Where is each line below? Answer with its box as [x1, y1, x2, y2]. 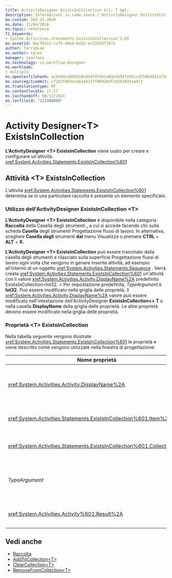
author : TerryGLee [5, 46, 45, 51]
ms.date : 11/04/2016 [5, 22, 50, 27]
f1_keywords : [5, 31, 33, 36]
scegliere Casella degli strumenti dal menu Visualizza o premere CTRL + [5, 234, 159, 240]
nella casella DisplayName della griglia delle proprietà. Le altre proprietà [5, 303, 158, 309]
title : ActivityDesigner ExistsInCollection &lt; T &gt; [5, 7, 130, 13]
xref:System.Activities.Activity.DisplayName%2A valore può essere [5, 293, 147, 299]
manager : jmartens [5, 55, 45, 60]
